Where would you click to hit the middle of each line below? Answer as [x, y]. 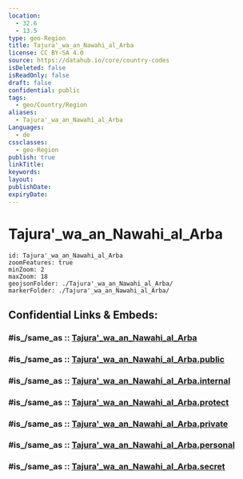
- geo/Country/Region [52, 105]
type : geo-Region [37, 38]
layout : [21, 180]
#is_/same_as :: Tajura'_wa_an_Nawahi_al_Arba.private [118, 424]
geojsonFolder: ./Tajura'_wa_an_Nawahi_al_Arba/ [91, 284]
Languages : [26, 127]
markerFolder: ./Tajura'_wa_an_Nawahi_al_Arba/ [89, 290]
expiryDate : [28, 194]
